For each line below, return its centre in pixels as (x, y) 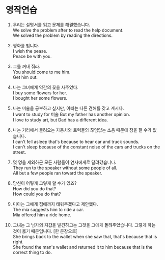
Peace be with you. (32, 56)
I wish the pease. (30, 51)
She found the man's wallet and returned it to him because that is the (82, 247)
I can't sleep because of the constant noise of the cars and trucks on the (86, 147)
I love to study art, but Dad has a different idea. (60, 120)
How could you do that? (37, 194)
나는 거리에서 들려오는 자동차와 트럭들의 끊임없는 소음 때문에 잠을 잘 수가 (82, 130)
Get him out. (25, 77)
